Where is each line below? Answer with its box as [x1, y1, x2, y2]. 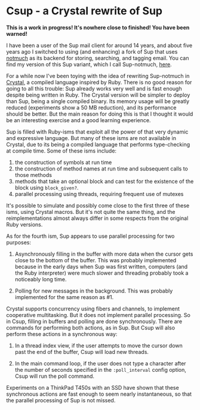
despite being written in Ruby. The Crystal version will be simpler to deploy [6, 91, 190, 98]
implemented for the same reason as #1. [14, 293, 114, 300]
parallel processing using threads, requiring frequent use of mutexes [14, 190, 184, 197]
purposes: [6, 238, 32, 246]
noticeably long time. [14, 275, 67, 282]
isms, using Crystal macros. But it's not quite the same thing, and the [6, 208, 176, 215]
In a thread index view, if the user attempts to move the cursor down [14, 341, 183, 349]
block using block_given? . [14, 184, 79, 191]
